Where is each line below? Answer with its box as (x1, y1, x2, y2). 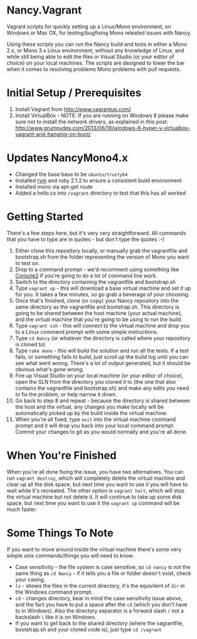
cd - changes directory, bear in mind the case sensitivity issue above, (15, 594, 183, 601)
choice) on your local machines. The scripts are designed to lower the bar (6, 59, 185, 66)
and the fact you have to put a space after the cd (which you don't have (15, 601, 188, 608)
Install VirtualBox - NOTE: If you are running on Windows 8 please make (15, 112, 189, 119)
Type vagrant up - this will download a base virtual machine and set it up (15, 285, 191, 292)
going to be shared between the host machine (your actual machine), (15, 309, 182, 316)
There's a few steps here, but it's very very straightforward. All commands (6, 229, 186, 236)
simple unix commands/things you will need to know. (6, 552, 134, 559)
